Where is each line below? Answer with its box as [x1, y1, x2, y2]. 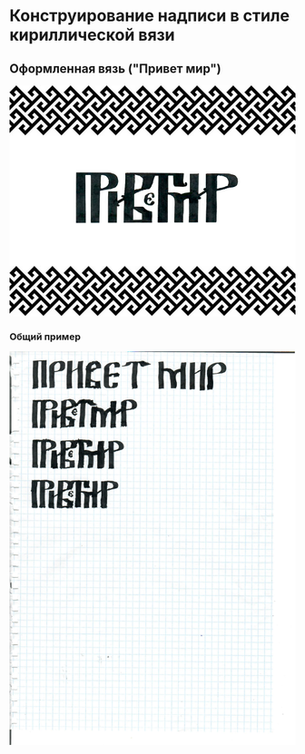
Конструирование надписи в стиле [9, 5, 290, 26]
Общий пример [9, 330, 82, 343]
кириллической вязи [9, 24, 175, 45]
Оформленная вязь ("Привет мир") [9, 61, 221, 76]
